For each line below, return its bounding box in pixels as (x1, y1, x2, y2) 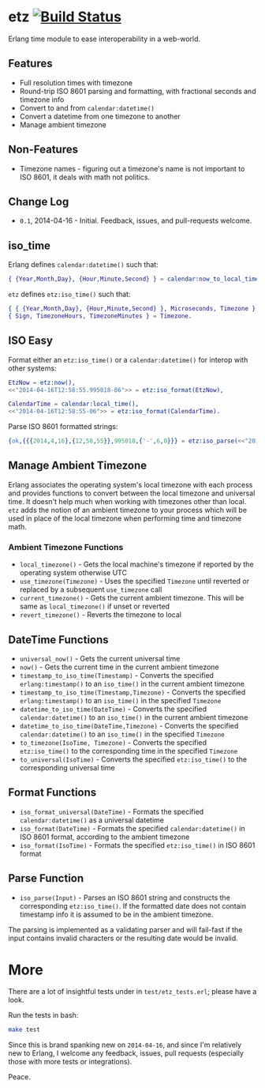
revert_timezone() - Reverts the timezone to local (19, 610, 181, 619)
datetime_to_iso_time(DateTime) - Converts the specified (19, 704, 207, 713)
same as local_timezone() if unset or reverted (19, 601, 170, 612)
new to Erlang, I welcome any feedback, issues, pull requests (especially (8, 1048, 244, 1058)
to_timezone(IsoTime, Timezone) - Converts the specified (19, 737, 207, 747)
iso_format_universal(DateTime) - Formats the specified (19, 807, 204, 816)
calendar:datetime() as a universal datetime (19, 815, 164, 825)
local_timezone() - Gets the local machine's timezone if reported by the (19, 559, 254, 569)
